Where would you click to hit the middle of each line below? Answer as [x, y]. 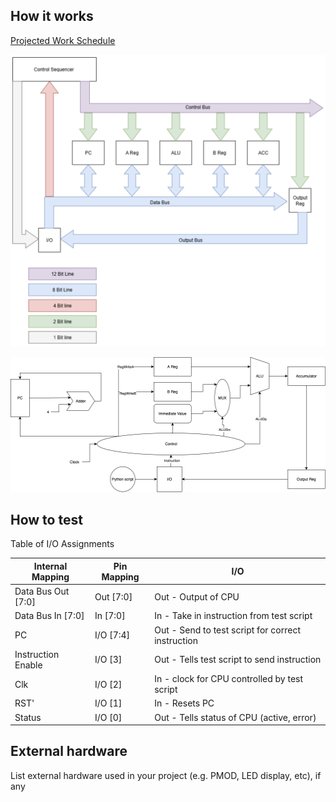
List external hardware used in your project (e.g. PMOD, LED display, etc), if [166, 775]
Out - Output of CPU [197, 596]
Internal [50, 566]
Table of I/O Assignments [62, 544]
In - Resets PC [184, 703]
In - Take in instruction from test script [233, 616]
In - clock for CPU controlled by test [229, 679]
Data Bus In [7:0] [49, 616]
